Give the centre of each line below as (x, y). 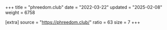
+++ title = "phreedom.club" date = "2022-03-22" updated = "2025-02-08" (84, 7)
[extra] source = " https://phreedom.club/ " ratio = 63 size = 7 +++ (73, 22)
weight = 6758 (20, 12)
